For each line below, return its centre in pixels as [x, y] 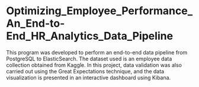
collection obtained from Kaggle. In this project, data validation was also [94, 65]
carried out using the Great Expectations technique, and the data [85, 71]
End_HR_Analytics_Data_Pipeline [90, 36]
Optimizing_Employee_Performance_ [99, 11]
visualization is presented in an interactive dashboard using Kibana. [89, 78]
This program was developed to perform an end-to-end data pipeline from [97, 52]
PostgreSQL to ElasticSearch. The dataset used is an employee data [89, 59]
